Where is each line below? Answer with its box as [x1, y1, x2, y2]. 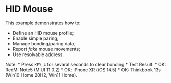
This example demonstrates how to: [5, 20, 81, 26]
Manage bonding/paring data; [12, 40, 76, 46]
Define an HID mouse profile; [12, 30, 74, 36]
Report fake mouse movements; [12, 46, 80, 52]
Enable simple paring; [12, 35, 59, 41]
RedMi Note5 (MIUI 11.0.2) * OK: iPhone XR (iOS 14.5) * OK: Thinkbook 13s [5, 67, 161, 73]
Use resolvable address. [12, 51, 64, 58]
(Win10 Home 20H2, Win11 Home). [5, 72, 78, 78]
